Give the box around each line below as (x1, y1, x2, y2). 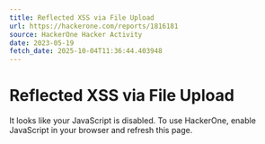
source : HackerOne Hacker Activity (9, 30, 143, 39)
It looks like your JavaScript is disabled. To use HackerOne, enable (9, 115, 256, 126)
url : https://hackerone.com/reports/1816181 (9, 22, 179, 31)
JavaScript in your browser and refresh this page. (9, 125, 193, 136)
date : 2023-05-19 (9, 38, 75, 48)
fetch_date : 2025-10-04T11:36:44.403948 (9, 47, 163, 56)
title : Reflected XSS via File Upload (9, 13, 155, 22)
